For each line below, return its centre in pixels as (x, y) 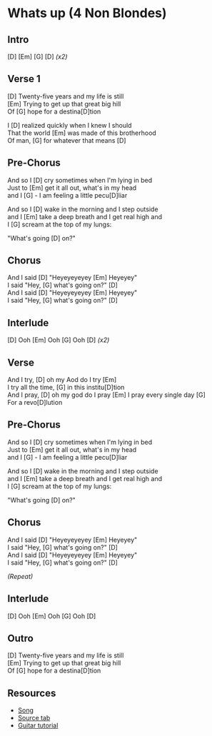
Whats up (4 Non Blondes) (87, 13)
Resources (32, 693)
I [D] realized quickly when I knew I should (70, 125)
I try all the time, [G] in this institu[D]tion (66, 388)
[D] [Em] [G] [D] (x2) (37, 56)
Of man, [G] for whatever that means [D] (67, 140)
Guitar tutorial (38, 725)
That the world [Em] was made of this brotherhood (82, 133)
